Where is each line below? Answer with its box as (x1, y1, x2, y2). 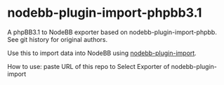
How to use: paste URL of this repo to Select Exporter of (7, 62, 170, 70)
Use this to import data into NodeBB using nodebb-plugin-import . (7, 49, 197, 57)
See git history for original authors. (7, 35, 108, 43)
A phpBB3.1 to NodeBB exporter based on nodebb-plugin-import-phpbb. (7, 28, 218, 36)
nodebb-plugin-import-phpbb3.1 (7, 5, 202, 21)
